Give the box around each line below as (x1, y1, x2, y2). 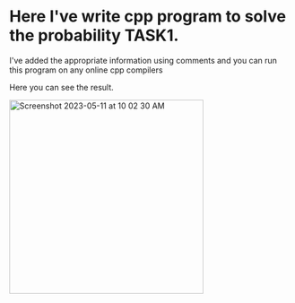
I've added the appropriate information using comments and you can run (9, 55, 278, 65)
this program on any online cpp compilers (9, 65, 163, 75)
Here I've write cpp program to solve (9, 6, 287, 27)
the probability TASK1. (9, 25, 179, 46)
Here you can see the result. (9, 82, 114, 92)
